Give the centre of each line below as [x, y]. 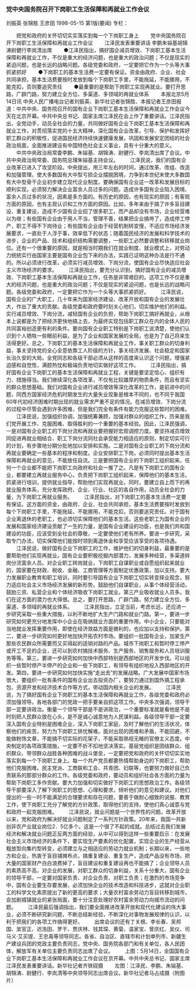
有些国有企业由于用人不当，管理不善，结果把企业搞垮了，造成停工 [105, 219]
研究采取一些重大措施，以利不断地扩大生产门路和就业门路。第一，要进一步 [100, 614]
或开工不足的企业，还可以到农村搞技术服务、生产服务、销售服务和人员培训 [95, 651]
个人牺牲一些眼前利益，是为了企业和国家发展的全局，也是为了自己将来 [100, 336]
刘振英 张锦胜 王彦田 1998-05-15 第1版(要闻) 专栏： [67, 23]
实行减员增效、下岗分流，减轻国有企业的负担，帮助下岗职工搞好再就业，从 [95, 314]
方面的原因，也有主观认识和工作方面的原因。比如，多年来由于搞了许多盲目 [95, 204]
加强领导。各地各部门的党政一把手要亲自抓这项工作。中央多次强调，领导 [98, 702]
